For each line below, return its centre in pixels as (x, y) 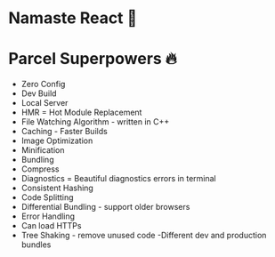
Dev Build (39, 93)
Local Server (44, 103)
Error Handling (48, 216)
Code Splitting (47, 197)
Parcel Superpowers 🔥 (93, 59)
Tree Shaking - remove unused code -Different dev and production (144, 236)
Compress (40, 169)
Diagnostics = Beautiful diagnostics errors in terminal (118, 179)
